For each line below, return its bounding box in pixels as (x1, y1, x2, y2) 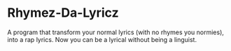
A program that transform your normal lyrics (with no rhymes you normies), (7, 28, 224, 36)
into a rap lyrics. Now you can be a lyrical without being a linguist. (7, 35, 197, 43)
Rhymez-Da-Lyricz (7, 5, 119, 21)
